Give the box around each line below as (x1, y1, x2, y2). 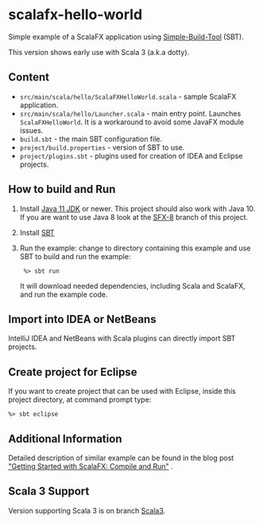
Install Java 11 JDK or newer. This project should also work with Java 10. (19, 203, 256, 213)
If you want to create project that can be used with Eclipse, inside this (8, 387, 236, 396)
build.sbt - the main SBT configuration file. (19, 134, 163, 144)
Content (8, 70, 50, 85)
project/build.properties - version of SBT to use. (19, 142, 185, 152)
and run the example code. (19, 289, 108, 299)
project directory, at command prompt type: (8, 395, 152, 404)
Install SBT (19, 227, 55, 237)
